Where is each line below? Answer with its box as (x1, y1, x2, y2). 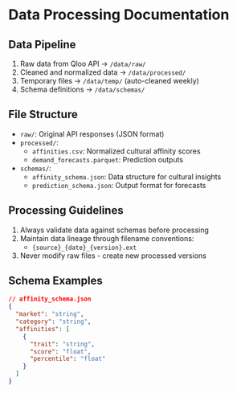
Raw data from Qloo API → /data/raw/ (19, 59, 146, 68)
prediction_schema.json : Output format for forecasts (31, 180, 206, 190)
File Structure (8, 108, 78, 121)
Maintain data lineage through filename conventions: (19, 233, 194, 243)
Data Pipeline (8, 38, 76, 51)
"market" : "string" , (15, 310, 84, 318)
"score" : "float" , (29, 347, 92, 355)
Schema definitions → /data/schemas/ (19, 84, 145, 94)
